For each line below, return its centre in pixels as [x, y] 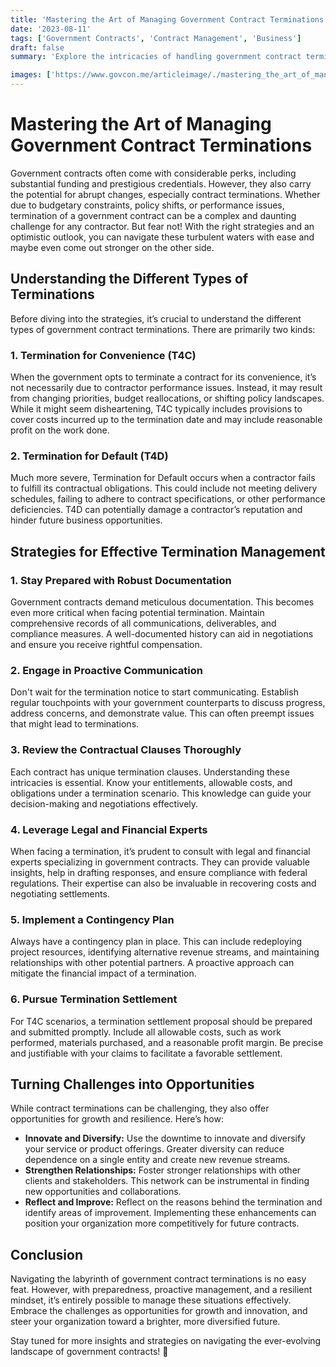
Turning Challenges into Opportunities [132, 1084]
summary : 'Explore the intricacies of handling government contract [156, 57]
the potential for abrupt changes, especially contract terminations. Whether [165, 194]
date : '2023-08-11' [51, 29]
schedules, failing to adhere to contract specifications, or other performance [168, 499]
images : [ [31, 75]
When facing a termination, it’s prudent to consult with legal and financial [160, 851]
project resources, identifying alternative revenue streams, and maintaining [165, 952]
